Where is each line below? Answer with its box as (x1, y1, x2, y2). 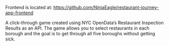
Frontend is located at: (5, 5, 52, 10)
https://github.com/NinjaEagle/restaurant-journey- (53, 5, 159, 10)
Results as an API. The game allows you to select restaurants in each (5, 25, 150, 31)
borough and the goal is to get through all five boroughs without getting (5, 31, 155, 36)
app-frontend (5, 10, 34, 16)
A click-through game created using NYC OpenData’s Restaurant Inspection (5, 20, 164, 26)
